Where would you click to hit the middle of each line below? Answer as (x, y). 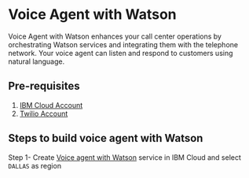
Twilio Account (44, 113)
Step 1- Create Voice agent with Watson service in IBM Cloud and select (125, 157)
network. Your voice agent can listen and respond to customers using (121, 53)
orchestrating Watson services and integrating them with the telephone (123, 44)
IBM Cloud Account (51, 105)
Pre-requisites (44, 86)
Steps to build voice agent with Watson (106, 138)
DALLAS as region (35, 165)
